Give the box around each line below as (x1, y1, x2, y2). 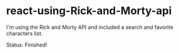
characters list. (6, 29, 43, 37)
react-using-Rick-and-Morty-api (6, 4, 172, 18)
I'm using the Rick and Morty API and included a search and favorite (6, 24, 174, 31)
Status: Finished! (6, 41, 48, 48)
